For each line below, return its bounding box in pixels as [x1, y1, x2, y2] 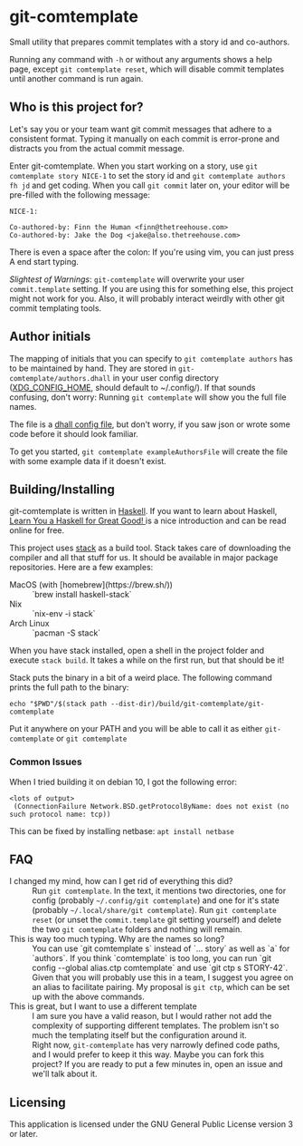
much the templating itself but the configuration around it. [32, 1030, 247, 1041]
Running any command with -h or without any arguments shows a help [9, 53, 273, 64]
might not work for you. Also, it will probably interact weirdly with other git [9, 293, 285, 304]
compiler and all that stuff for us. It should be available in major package [9, 552, 279, 563]
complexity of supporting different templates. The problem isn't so [32, 1020, 279, 1031]
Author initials [9, 329, 91, 345]
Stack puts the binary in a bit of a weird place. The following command [9, 673, 273, 684]
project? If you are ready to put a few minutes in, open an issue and [32, 1059, 283, 1070]
